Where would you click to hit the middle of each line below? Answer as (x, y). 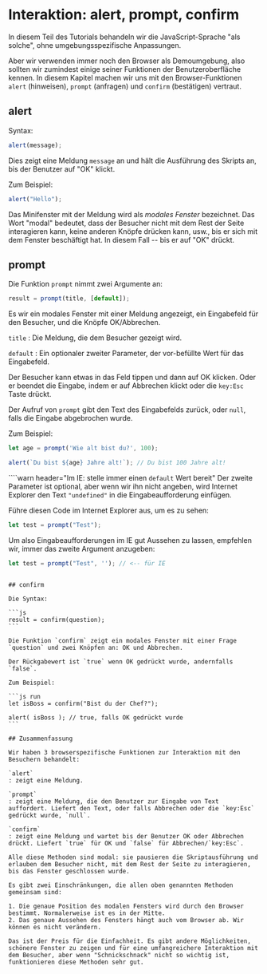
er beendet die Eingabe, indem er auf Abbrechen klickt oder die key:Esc (126, 386)
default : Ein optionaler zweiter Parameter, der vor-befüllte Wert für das (126, 354)
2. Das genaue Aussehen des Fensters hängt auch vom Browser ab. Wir (126, 920)
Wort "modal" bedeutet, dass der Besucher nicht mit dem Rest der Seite (126, 223)
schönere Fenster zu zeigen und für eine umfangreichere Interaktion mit (133, 948)
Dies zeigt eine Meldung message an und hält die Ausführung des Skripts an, (132, 160)
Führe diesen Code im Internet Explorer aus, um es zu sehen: (108, 510)
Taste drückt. (30, 394)
